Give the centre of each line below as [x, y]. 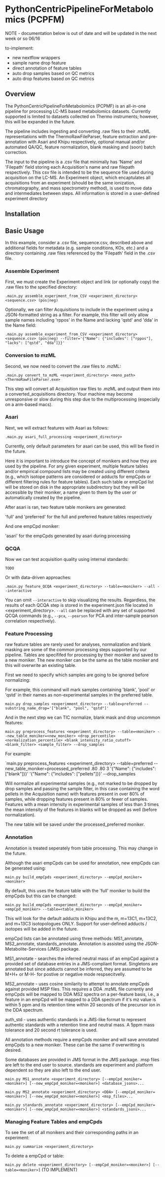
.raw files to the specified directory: [41, 287]
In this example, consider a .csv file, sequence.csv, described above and [79, 242]
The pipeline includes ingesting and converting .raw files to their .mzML [78, 131]
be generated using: [26, 868]
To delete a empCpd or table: [35, 1156]
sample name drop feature [39, 63]
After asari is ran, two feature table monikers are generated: [66, 507]
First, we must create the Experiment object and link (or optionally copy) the [82, 282]
